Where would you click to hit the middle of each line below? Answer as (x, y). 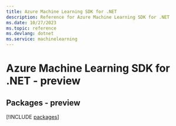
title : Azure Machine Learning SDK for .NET (62, 12)
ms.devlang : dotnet (30, 34)
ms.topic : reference (31, 28)
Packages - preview (43, 103)
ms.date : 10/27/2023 (31, 22)
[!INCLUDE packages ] (33, 117)
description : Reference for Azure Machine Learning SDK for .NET (88, 17)
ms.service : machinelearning (42, 39)
